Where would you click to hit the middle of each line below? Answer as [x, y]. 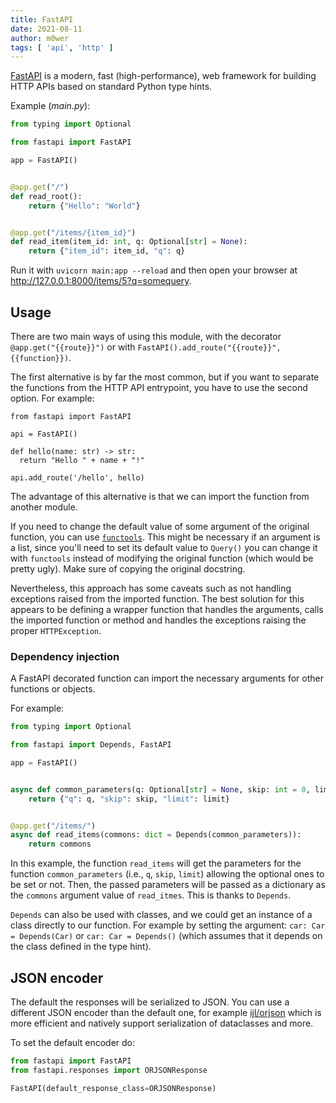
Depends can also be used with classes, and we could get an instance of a [161, 915]
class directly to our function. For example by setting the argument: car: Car [168, 925]
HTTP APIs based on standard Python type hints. [111, 87]
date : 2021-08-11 [46, 29]
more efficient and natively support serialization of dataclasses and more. [162, 1023]
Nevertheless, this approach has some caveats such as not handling [151, 588]
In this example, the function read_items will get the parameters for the [156, 863]
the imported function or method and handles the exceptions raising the [158, 620]
